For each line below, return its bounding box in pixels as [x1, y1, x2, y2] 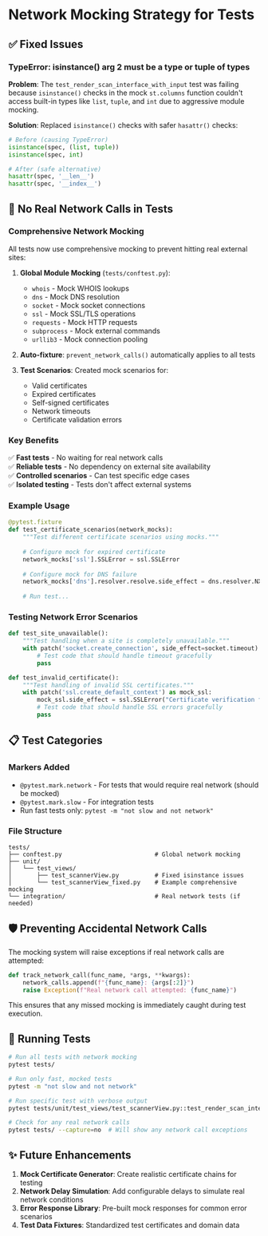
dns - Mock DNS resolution [31, 291, 120, 301]
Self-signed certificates [31, 398, 109, 407]
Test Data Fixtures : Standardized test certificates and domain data [19, 1220, 240, 1230]
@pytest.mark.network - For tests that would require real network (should [19, 780, 259, 790]
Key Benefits [8, 434, 59, 446]
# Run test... [22, 592, 69, 600]
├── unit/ [8, 857, 41, 866]
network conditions [19, 1195, 84, 1204]
